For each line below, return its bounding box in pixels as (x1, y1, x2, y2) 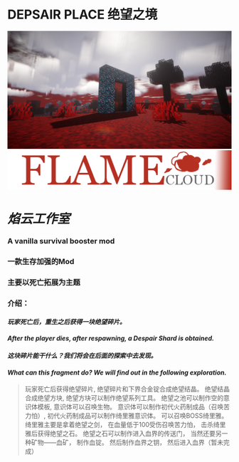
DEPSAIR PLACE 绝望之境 (7, 6, 158, 23)
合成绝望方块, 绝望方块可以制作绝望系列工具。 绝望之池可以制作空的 (24, 394, 224, 402)
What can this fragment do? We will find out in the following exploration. (7, 368, 227, 377)
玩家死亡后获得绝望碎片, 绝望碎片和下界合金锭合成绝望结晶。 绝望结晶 (24, 385, 230, 394)
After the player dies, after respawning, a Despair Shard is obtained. (7, 334, 215, 342)
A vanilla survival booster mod (7, 236, 115, 246)
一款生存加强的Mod (7, 257, 75, 267)
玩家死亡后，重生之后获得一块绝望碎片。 (7, 317, 126, 326)
